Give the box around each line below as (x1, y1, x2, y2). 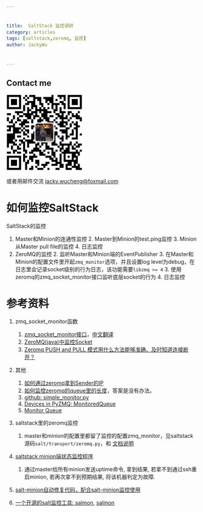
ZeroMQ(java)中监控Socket (24, 338, 93, 346)
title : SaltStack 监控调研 (6, 22, 74, 29)
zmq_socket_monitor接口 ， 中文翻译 (24, 331, 114, 338)
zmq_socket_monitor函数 (15, 318, 78, 325)
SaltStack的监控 (6, 222, 47, 229)
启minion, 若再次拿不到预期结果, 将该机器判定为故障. (24, 473, 156, 480)
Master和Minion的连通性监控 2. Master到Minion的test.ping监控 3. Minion (15, 235, 197, 243)
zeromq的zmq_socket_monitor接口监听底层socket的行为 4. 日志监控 (15, 273, 185, 280)
